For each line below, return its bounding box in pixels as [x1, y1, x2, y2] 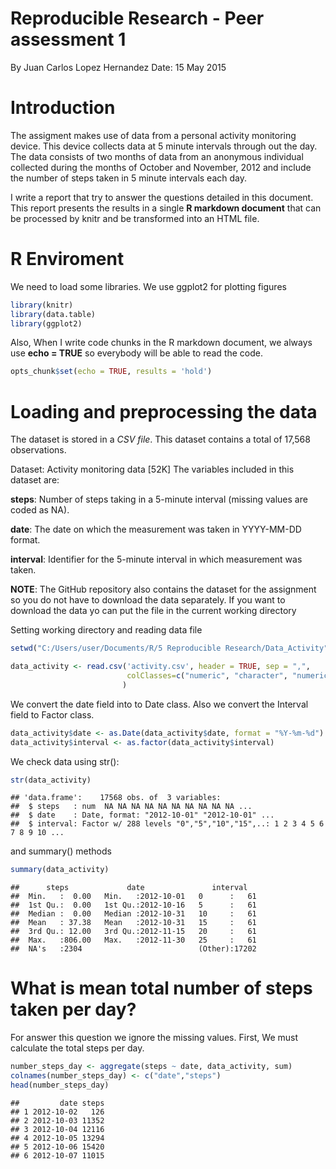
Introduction [10, 97, 116, 119]
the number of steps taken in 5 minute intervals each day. [10, 172, 247, 184]
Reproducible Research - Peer [10, 7, 265, 30]
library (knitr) [10, 300, 74, 310]
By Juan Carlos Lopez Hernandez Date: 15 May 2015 [10, 61, 227, 73]
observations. [10, 444, 67, 456]
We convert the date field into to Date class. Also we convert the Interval [10, 698, 309, 710]
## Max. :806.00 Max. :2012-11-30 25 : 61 [10, 935, 257, 946]
